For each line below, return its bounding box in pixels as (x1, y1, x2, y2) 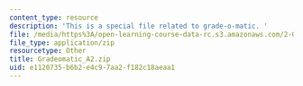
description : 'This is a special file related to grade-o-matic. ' (9, 21, 269, 30)
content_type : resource (9, 13, 99, 22)
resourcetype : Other (9, 47, 87, 56)
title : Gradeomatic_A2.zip (9, 55, 111, 64)
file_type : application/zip (9, 38, 115, 47)
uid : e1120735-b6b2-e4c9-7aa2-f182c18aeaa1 (9, 64, 176, 73)
